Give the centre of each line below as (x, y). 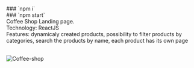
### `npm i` (21, 8)
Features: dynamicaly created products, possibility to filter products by (94, 34)
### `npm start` (26, 15)
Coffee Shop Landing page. (40, 21)
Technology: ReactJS (33, 28)
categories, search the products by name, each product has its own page (97, 41)
